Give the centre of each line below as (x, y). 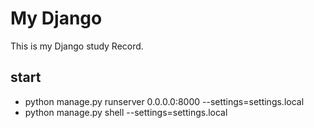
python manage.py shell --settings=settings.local (126, 112)
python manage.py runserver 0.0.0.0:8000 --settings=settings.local (164, 101)
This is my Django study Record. (77, 46)
